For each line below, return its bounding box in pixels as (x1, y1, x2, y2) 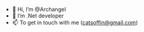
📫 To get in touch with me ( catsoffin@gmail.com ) (12, 19, 138, 26)
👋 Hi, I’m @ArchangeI (12, 6, 66, 13)
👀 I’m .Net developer (12, 12, 64, 19)
